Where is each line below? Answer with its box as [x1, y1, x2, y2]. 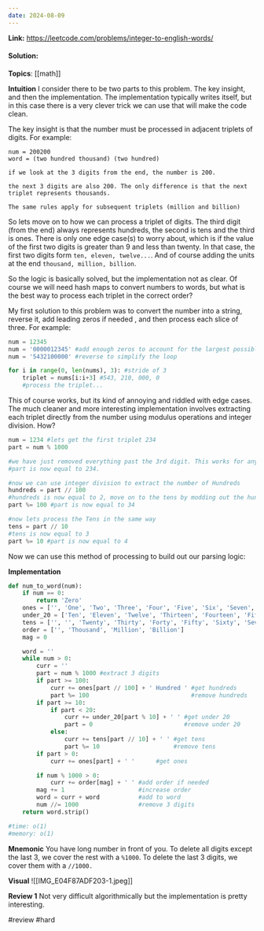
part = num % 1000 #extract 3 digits [36, 670, 159, 677]
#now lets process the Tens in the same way [8, 515, 156, 524]
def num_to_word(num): [8, 582, 82, 590]
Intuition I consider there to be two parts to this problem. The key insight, [8, 83, 246, 93]
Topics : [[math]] [8, 69, 61, 78]
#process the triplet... [22, 381, 104, 390]
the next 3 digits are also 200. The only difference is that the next [8, 182, 247, 190]
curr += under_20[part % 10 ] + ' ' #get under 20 [64, 714, 230, 721]
